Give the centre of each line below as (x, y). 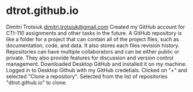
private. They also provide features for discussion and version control (90, 58)
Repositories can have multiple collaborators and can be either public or (93, 51)
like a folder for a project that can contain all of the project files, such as (93, 39)
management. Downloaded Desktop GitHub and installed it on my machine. (96, 64)
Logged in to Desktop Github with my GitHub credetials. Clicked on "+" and (96, 70)
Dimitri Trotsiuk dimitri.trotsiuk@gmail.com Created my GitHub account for (96, 27)
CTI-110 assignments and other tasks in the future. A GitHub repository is (94, 33)
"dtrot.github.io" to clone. (37, 82)
